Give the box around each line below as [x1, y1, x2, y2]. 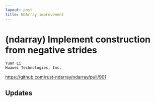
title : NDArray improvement [5, 12, 64, 17]
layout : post [5, 7, 33, 13]
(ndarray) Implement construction [5, 34, 151, 45]
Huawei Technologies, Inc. [5, 65, 62, 70]
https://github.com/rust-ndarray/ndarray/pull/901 [5, 74, 107, 80]
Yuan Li [5, 61, 22, 66]
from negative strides [5, 44, 97, 56]
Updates [5, 88, 33, 97]
